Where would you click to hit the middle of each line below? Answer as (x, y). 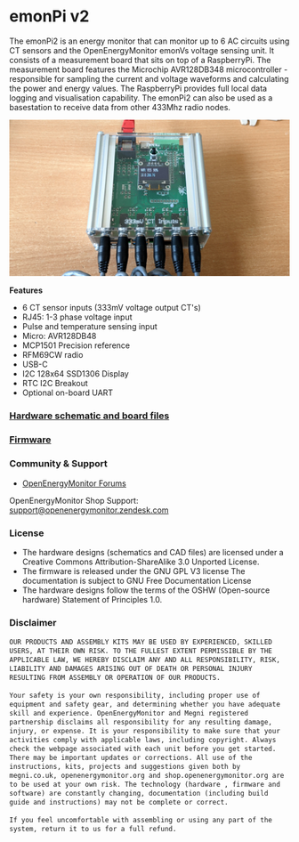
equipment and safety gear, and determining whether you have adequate (145, 705)
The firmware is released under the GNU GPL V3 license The (133, 571)
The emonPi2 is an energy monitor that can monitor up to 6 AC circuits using (149, 41)
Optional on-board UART (68, 393)
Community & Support (59, 464)
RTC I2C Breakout (55, 384)
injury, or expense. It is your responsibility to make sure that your (145, 732)
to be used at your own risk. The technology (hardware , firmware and (145, 785)
